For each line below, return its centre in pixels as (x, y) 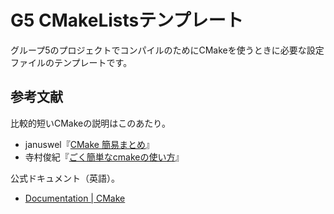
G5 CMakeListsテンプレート (127, 20)
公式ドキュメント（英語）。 (65, 178)
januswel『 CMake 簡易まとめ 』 (89, 144)
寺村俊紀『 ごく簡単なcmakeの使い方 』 (104, 157)
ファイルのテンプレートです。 (71, 62)
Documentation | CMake (75, 198)
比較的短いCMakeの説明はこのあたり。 (90, 123)
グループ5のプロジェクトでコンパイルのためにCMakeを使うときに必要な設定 (167, 50)
